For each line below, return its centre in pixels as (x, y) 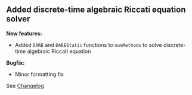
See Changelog (25, 85)
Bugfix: (16, 62)
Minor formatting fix (39, 74)
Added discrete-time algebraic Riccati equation (96, 10)
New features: (24, 33)
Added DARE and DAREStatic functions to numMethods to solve (88, 45)
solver (18, 19)
